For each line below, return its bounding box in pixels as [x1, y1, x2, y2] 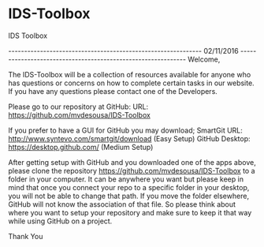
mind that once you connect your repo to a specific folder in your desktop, [8, 182, 250, 192]
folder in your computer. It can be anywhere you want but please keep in [8, 174, 244, 184]
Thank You [8, 231, 43, 241]
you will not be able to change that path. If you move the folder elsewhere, [8, 191, 250, 200]
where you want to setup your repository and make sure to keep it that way [8, 208, 252, 217]
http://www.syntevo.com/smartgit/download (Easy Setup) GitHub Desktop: [8, 133, 251, 143]
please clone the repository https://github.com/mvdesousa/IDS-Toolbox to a [8, 166, 255, 175]
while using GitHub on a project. [8, 216, 113, 226]
